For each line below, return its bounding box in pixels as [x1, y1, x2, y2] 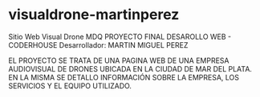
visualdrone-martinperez [8, 6, 180, 24]
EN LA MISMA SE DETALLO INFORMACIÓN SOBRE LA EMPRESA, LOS [8, 72, 239, 82]
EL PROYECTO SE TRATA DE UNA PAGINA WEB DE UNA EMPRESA [8, 56, 230, 65]
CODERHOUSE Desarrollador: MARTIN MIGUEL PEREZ [8, 40, 189, 49]
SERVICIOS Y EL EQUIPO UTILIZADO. [8, 81, 132, 91]
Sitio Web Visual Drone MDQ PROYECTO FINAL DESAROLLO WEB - [8, 32, 232, 41]
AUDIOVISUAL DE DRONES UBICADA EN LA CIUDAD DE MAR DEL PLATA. [8, 64, 253, 73]
